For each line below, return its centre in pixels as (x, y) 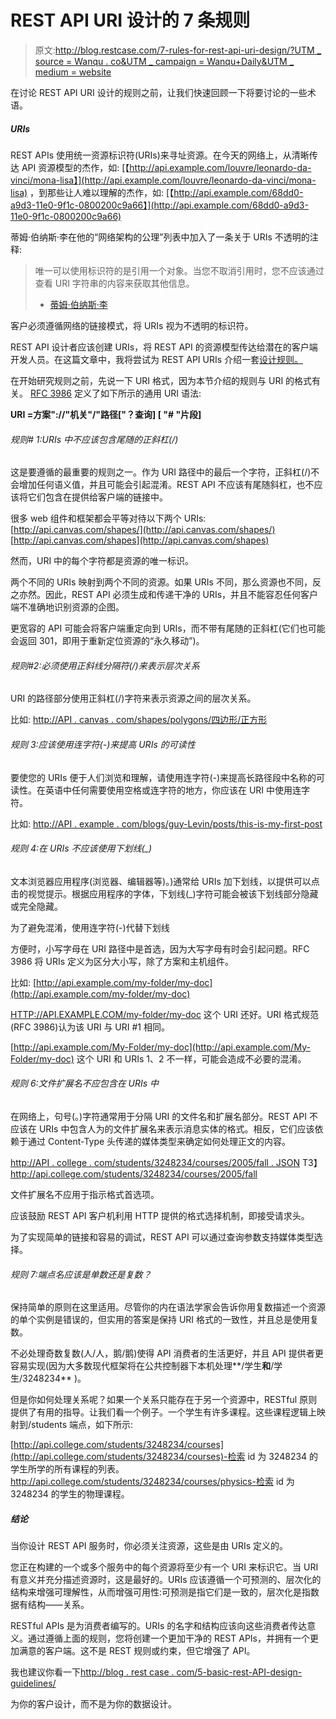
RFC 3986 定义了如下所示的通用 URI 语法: (115, 393)
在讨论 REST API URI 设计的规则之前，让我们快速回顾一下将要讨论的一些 (159, 92)
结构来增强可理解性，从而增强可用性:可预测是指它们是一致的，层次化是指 (161, 1592)
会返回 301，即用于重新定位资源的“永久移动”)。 (107, 641)
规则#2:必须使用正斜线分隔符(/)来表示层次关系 (105, 665)
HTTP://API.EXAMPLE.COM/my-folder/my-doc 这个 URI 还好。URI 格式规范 (165, 1014)
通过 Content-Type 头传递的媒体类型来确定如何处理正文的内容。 (159, 1141)
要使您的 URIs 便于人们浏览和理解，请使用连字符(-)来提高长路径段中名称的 (163, 777)
